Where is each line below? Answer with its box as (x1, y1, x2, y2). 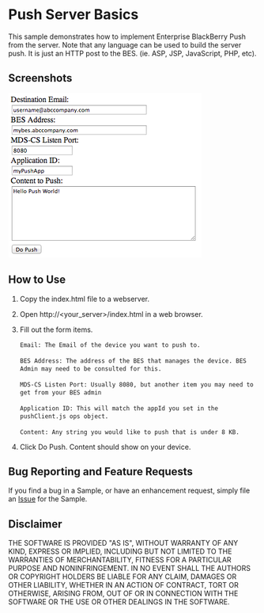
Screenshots (8, 71, 73, 85)
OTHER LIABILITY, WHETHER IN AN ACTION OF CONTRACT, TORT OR (8, 581, 239, 590)
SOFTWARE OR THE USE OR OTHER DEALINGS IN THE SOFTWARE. (8, 597, 230, 607)
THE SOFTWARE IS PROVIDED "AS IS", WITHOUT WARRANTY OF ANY (8, 539, 239, 548)
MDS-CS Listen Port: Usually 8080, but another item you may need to (19, 380, 255, 389)
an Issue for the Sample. (8, 494, 88, 504)
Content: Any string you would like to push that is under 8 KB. (19, 428, 239, 436)
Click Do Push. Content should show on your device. (19, 442, 191, 451)
